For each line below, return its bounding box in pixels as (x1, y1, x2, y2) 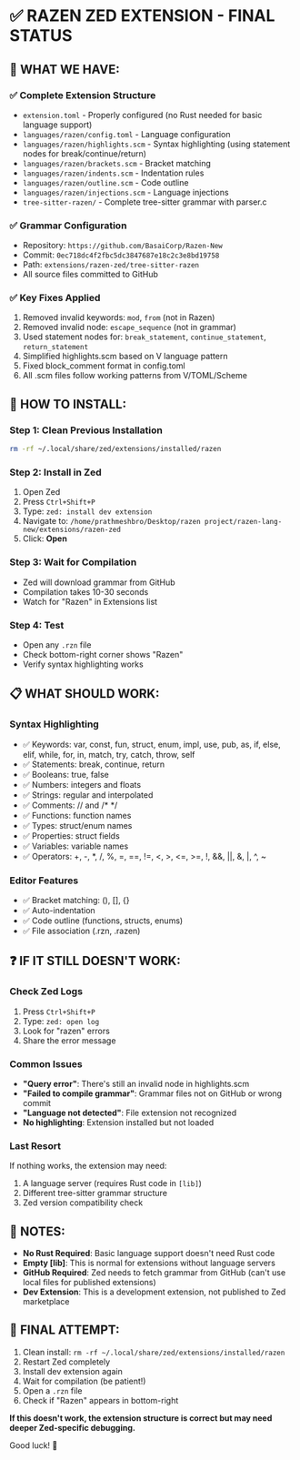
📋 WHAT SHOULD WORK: (9, 686, 160, 701)
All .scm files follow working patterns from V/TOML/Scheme (22, 370, 248, 381)
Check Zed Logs (9, 985, 84, 998)
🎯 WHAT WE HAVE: (9, 61, 120, 77)
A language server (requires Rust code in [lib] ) (22, 1178, 203, 1189)
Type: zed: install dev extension (22, 506, 153, 517)
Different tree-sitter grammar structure (22, 1188, 168, 1199)
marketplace (22, 1296, 70, 1306)
